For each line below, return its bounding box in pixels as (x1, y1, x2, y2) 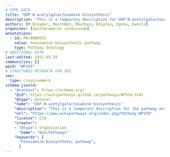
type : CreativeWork (10, 78, 51, 83)
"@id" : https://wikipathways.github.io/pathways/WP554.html (14, 92, 144, 97)
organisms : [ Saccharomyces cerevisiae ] (5, 26, 90, 31)
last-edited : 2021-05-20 (5, 54, 58, 60)
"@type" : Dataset (14, 97, 51, 102)
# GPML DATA (5, 7, 30, 13)
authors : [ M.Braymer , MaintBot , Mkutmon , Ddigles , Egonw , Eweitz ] (5, 21, 148, 27)
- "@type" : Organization (14, 125, 67, 130)
